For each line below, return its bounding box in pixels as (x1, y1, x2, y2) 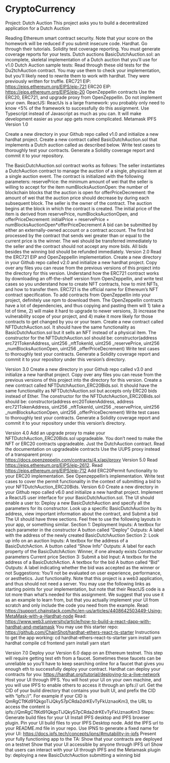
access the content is (5, 703, 50, 710)
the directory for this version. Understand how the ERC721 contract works (5, 270, 159, 276)
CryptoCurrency (5, 3, 76, 15)
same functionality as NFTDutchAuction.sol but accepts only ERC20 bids (5, 387, 157, 393)
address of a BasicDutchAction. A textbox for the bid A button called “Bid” (5, 559, 159, 565)
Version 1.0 (5, 121, 28, 127)
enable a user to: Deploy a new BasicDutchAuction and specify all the (5, 500, 150, 506)
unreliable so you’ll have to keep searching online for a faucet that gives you (5, 660, 164, 667)
